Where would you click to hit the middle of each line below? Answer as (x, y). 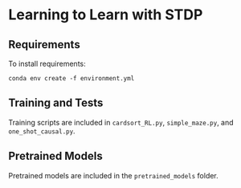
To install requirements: (47, 63)
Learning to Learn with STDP (106, 15)
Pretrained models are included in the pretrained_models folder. (113, 175)
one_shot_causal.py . (42, 131)
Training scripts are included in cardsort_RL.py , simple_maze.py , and (121, 122)
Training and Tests (56, 103)
